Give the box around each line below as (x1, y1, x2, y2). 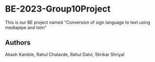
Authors (5, 39, 31, 47)
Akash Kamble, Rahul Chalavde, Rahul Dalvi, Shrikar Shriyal (5, 51, 125, 57)
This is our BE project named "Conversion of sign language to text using (5, 19, 151, 25)
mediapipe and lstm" (5, 24, 47, 30)
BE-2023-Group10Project (5, 3, 111, 15)
